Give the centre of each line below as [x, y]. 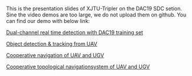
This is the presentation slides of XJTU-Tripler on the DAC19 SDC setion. [94, 9]
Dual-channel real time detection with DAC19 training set [75, 32]
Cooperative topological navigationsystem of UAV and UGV [78, 67]
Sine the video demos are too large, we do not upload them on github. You [96, 15]
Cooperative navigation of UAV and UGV [55, 55]
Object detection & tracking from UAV [52, 44]
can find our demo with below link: [48, 21]
